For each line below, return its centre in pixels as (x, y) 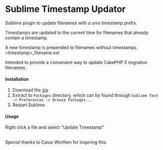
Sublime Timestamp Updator (65, 9)
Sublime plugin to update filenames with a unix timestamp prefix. (71, 23)
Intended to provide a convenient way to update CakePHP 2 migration (76, 62)
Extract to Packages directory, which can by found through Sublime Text (85, 95)
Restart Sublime (28, 105)
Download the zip (30, 90)
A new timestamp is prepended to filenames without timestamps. (71, 47)
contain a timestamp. (27, 38)
